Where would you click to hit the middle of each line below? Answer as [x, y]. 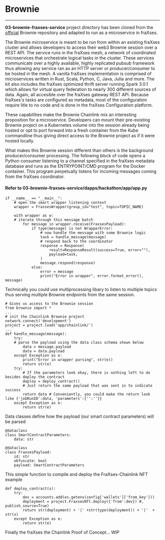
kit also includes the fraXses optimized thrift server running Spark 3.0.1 [77, 84]
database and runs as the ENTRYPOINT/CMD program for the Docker [75, 166]
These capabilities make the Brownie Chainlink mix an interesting [71, 114]
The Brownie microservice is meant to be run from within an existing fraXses [82, 42]
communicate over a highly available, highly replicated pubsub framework [80, 63]
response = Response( [62, 246]
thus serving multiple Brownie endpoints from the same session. [70, 295]
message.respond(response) [68, 263]
